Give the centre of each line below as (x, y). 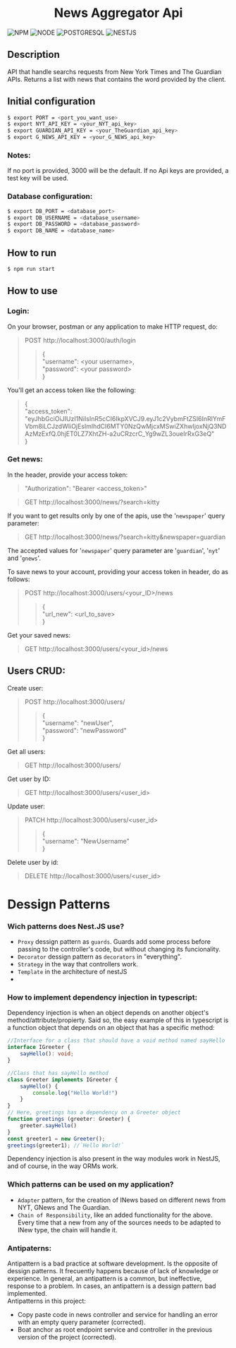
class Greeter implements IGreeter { (63, 1080)
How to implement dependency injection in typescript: (103, 997)
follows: (19, 579)
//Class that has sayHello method (58, 1073)
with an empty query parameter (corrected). (81, 1322)
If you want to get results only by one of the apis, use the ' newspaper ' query (116, 516)
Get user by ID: (29, 779)
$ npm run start (31, 269)
